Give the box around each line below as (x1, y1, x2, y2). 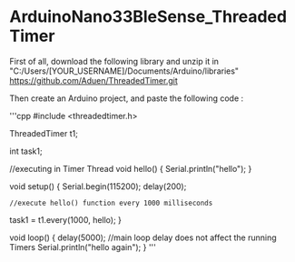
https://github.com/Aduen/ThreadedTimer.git (9, 75, 179, 86)
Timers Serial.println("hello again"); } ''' (9, 241, 157, 252)
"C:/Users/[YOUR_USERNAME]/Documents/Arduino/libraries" (9, 65, 239, 76)
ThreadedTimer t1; (9, 127, 79, 138)
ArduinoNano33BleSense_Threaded (9, 6, 288, 27)
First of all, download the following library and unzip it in (9, 55, 220, 66)
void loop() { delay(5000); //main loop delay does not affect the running (9, 232, 277, 243)
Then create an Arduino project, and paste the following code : (9, 93, 244, 104)
